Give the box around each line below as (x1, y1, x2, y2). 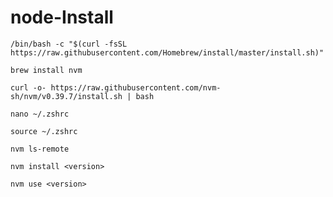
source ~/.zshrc (10, 126, 78, 136)
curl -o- (10, 82, 47, 93)
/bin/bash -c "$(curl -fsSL (10, 39, 128, 49)
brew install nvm (10, 65, 83, 75)
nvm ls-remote (10, 144, 70, 154)
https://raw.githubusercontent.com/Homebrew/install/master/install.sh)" (10, 47, 325, 58)
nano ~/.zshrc (10, 109, 70, 119)
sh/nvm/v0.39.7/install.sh (10, 91, 123, 101)
